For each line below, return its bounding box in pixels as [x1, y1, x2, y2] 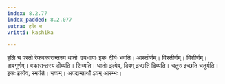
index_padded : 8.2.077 [7, 16, 72, 23]
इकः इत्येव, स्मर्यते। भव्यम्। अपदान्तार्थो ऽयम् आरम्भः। [7, 69, 122, 77]
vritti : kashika [7, 29, 54, 36]
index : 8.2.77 [7, 10, 48, 17]
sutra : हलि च [7, 23, 43, 29]
